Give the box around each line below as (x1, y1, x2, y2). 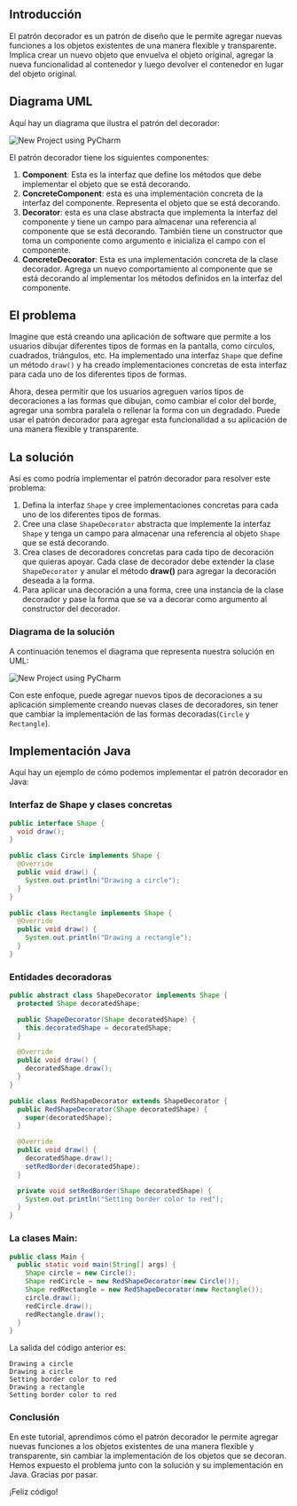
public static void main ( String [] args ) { (17, 1260, 176, 1269)
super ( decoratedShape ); (25, 1113, 113, 1122)
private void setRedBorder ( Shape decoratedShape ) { (17, 1186, 213, 1196)
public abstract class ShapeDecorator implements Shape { (9, 991, 228, 1000)
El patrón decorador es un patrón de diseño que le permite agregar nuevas (9, 30, 283, 41)
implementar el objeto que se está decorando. (21, 178, 191, 189)
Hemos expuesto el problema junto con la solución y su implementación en (9, 1459, 284, 1471)
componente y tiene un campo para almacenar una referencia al (21, 216, 257, 227)
